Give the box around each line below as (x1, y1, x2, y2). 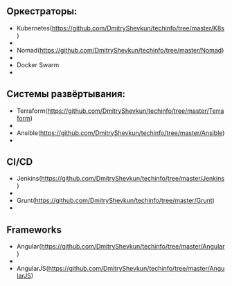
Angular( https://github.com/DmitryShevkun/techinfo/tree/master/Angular (16, 242, 225, 251)
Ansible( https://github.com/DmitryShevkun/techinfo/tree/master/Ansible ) (16, 128, 225, 137)
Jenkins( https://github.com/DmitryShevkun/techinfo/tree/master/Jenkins (16, 175, 225, 183)
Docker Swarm (16, 60, 60, 69)
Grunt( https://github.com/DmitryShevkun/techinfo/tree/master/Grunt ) (16, 197, 215, 205)
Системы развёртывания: (6, 88, 126, 100)
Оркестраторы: (6, 6, 78, 17)
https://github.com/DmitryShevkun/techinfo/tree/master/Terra (47, 107, 224, 115)
